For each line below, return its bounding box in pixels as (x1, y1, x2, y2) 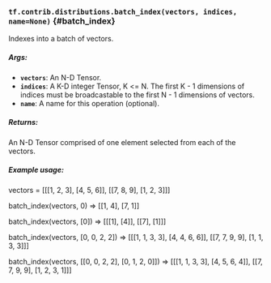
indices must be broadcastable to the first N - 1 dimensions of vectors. (19, 90, 255, 100)
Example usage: (8, 165, 65, 174)
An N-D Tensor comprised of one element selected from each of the (8, 138, 236, 148)
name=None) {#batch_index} (8, 15, 116, 27)
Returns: (8, 117, 39, 126)
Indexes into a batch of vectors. (8, 34, 114, 44)
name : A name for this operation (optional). (19, 99, 160, 109)
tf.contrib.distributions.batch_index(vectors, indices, (8, 7, 238, 16)
